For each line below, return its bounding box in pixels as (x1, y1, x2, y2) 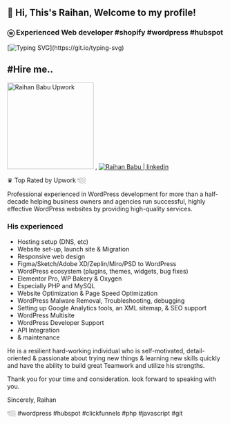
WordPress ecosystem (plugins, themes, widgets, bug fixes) (17, 267, 189, 275)
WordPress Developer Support (17, 318, 105, 326)
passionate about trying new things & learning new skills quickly (37, 354, 221, 362)
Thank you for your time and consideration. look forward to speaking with (7, 375, 216, 383)
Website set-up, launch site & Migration (17, 245, 130, 253)
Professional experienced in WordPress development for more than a (7, 190, 204, 198)
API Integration (17, 326, 60, 334)
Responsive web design (17, 252, 86, 260)
